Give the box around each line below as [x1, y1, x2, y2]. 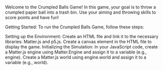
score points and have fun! [5, 15, 59, 20]
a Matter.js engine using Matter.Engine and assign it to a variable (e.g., [5, 49, 147, 55]
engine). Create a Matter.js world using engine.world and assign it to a [5, 54, 147, 60]
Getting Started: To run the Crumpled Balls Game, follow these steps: [5, 24, 144, 30]
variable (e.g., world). [5, 60, 48, 65]
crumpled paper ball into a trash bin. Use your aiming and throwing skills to [5, 9, 156, 15]
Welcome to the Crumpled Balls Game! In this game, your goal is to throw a [5, 4, 156, 10]
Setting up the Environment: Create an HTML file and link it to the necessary [5, 34, 159, 39]
